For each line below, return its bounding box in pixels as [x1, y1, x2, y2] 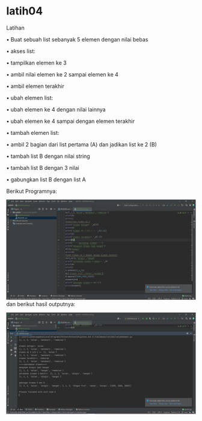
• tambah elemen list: [6, 129, 60, 136]
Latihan [6, 24, 25, 31]
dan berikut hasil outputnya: [6, 301, 76, 308]
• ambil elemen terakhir [6, 83, 64, 90]
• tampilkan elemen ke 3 [6, 59, 67, 66]
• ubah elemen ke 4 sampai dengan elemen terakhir [6, 117, 135, 125]
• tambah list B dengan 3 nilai [6, 164, 79, 171]
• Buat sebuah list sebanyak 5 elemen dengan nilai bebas [6, 36, 148, 43]
